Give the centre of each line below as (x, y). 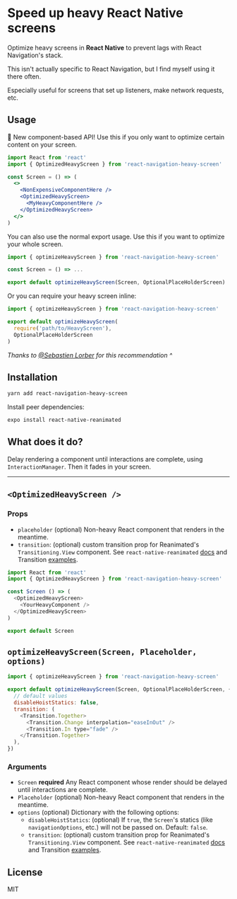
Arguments (27, 767)
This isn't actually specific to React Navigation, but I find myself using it (111, 69)
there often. (24, 76)
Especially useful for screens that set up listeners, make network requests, (116, 90)
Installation (32, 377)
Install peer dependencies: (46, 407)
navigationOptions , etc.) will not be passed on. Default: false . (118, 828)
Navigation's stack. (35, 55)
